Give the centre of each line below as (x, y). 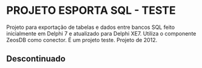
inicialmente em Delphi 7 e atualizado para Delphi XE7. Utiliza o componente (101, 33)
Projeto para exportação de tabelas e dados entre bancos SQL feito (90, 27)
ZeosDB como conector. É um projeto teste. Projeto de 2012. (82, 40)
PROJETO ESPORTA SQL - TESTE (91, 11)
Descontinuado (36, 59)
